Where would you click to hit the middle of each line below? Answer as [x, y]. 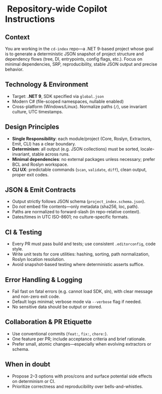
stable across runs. [51, 154]
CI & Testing [23, 232]
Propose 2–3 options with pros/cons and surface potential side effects [82, 376]
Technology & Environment [47, 85]
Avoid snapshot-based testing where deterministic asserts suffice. [78, 265]
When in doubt [28, 364]
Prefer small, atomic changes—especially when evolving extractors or [81, 344]
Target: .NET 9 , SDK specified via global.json [58, 96]
